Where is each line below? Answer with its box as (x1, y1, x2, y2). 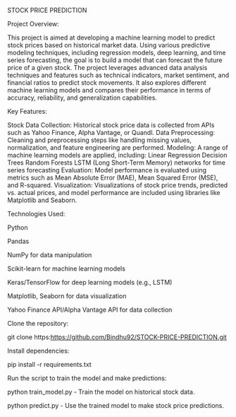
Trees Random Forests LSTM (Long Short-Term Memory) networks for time (7, 158, 225, 167)
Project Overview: (7, 20, 60, 28)
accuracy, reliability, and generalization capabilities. (7, 93, 157, 102)
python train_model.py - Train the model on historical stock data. (7, 388, 195, 396)
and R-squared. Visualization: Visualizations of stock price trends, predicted (7, 181, 228, 189)
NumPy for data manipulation (7, 251, 92, 259)
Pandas (7, 237, 30, 245)
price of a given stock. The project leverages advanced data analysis (7, 64, 208, 71)
